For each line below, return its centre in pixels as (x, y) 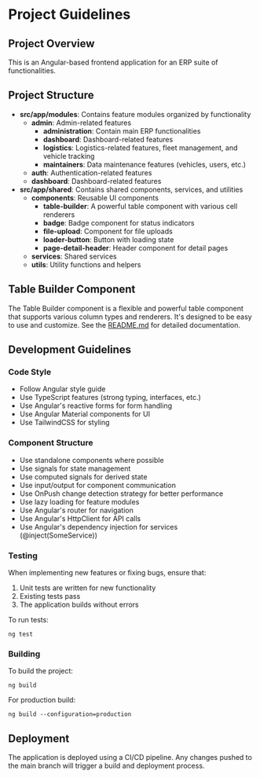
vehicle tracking (69, 156)
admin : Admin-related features (81, 123)
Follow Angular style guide (62, 389)
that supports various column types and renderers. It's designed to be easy (130, 317)
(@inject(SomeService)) (59, 535)
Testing (23, 556)
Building (24, 654)
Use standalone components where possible (92, 460)
